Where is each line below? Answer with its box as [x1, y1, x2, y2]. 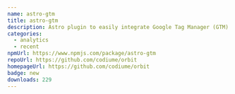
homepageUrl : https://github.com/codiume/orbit [7, 63, 150, 70]
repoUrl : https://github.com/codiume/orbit [7, 57, 138, 64]
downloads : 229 [7, 76, 52, 83]
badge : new [7, 69, 40, 76]
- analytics [13, 37, 49, 44]
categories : [7, 30, 42, 37]
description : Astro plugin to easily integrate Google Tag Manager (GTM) [7, 23, 229, 30]
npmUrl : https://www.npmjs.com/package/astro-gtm [7, 50, 157, 57]
